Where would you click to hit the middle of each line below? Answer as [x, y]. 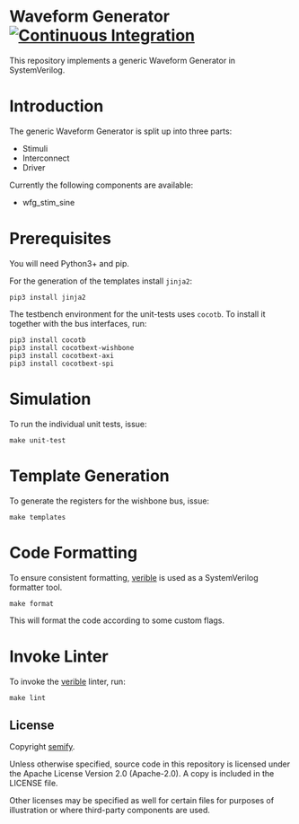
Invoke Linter [59, 656]
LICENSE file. [34, 784]
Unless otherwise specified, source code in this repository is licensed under [149, 764]
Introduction [57, 106]
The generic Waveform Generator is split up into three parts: [121, 131]
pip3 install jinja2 [48, 297]
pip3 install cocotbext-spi [62, 364]
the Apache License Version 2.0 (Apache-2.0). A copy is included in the [142, 774]
